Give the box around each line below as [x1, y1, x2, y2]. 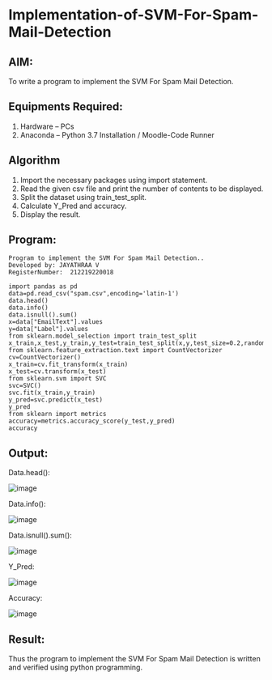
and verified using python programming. [8, 662, 143, 673]
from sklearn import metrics [8, 410, 107, 419]
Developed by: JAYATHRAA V [8, 261, 100, 270]
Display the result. [19, 209, 81, 219]
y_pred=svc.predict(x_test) [8, 396, 104, 404]
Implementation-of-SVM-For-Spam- [8, 6, 259, 24]
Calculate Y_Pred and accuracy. [19, 201, 127, 210]
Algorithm [8, 154, 61, 168]
